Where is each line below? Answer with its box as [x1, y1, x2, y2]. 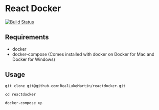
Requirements [5, 33, 49, 41]
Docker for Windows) [12, 56, 55, 62]
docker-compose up [5, 100, 43, 105]
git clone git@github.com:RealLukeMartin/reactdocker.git [5, 83, 126, 88]
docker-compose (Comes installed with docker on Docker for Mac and [12, 51, 155, 57]
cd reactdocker [5, 92, 36, 97]
